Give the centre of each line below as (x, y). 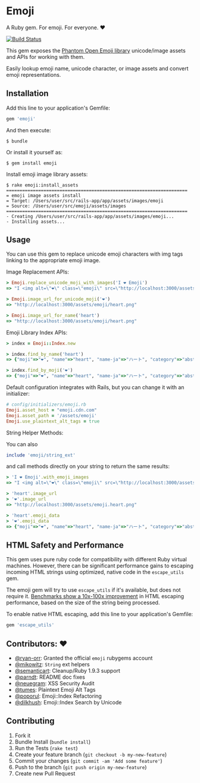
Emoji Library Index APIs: (37, 333)
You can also (22, 444)
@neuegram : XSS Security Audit (54, 683)
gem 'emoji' (21, 119)
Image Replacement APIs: (38, 272)
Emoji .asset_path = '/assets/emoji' (51, 415)
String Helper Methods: (35, 433)
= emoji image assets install (44, 195)
